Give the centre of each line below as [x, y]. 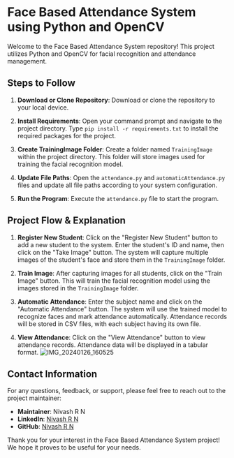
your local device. [43, 107]
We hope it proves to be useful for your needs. [74, 448]
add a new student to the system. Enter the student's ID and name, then [121, 244]
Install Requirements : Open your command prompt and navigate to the [120, 121]
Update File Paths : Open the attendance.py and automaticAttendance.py [121, 177]
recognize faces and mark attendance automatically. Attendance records [122, 316]
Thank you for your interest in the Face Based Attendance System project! [114, 440]
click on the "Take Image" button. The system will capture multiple [113, 252]
